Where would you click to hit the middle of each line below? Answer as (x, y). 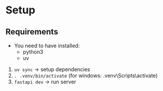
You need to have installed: (47, 45)
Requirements (32, 32)
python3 (33, 52)
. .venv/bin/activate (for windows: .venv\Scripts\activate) (86, 76)
